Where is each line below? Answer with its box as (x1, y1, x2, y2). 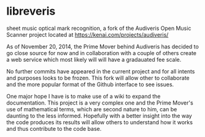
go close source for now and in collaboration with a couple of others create (6, 49, 197, 56)
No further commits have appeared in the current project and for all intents (6, 67, 195, 75)
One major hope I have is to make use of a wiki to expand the (6, 92, 161, 100)
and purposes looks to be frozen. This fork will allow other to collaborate (6, 74, 190, 81)
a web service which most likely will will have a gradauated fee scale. (6, 56, 182, 63)
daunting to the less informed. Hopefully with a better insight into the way (6, 112, 192, 119)
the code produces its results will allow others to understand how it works (6, 118, 193, 126)
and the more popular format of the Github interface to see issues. (6, 81, 174, 88)
